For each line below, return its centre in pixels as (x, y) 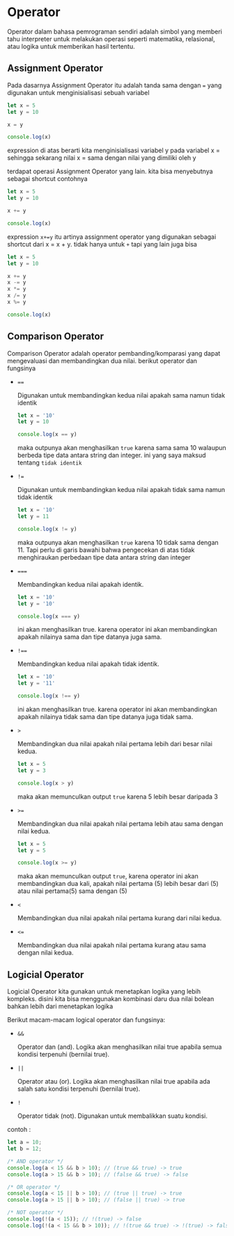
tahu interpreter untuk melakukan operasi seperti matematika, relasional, (111, 38)
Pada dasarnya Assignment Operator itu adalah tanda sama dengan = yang (115, 85)
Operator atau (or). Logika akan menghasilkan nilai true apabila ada (114, 1082)
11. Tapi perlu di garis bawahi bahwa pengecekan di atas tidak (106, 550)
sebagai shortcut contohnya (48, 179)
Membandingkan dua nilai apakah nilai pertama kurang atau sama (112, 945)
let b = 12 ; (24, 1149)
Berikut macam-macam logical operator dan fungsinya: (86, 1020)
